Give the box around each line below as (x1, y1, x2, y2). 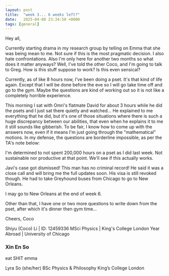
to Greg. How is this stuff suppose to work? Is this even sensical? (5, 67, 141, 73)
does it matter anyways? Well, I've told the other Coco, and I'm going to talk (5, 61, 162, 67)
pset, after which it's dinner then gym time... (5, 206, 97, 212)
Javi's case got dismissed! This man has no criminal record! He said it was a (5, 165, 164, 171)
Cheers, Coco (5, 216, 34, 222)
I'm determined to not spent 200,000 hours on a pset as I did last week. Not (5, 150, 163, 156)
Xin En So (5, 244, 29, 251)
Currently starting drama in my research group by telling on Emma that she (5, 45, 160, 51)
